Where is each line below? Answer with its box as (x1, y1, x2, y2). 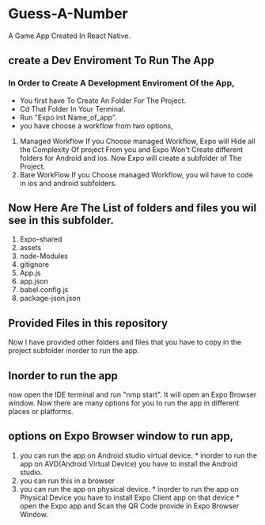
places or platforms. (8, 407, 74, 417)
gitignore (19, 260, 50, 269)
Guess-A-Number (8, 5, 128, 23)
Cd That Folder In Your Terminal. (19, 104, 126, 113)
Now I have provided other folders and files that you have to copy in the (8, 337, 242, 347)
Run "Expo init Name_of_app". (19, 112, 117, 122)
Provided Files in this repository (8, 316, 168, 329)
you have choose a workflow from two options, (19, 120, 174, 131)
